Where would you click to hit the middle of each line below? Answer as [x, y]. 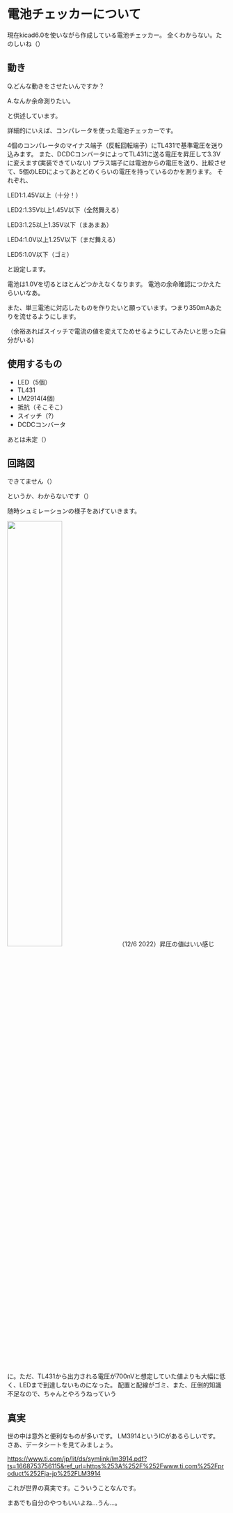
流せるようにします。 [49, 316]
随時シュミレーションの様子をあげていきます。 [74, 511]
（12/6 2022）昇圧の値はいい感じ [166, 944]
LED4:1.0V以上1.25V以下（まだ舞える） [63, 239]
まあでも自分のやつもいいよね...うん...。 [64, 1503]
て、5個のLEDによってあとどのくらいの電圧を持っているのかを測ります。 [111, 171]
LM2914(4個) [36, 398]
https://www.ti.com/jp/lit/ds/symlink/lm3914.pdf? [77, 1459]
